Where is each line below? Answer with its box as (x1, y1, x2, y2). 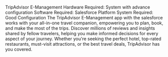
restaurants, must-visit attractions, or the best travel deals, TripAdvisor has (5, 41, 160, 47)
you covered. (5, 47, 33, 52)
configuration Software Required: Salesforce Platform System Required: (5, 9, 153, 15)
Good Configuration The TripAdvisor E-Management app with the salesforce (5, 15, 163, 20)
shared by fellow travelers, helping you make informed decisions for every (5, 31, 158, 36)
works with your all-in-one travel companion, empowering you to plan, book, (5, 20, 163, 26)
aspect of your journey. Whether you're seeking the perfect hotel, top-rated (5, 36, 161, 42)
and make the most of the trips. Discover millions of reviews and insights (5, 25, 155, 31)
